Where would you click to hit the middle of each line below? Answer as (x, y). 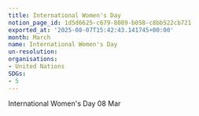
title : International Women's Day (65, 15)
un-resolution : (33, 52)
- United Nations (37, 67)
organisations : (33, 60)
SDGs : (17, 74)
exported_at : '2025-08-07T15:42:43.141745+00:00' (91, 30)
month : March (29, 37)
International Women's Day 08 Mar (64, 103)
